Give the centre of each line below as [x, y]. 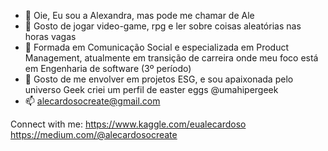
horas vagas [50, 36]
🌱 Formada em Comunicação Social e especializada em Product [157, 47]
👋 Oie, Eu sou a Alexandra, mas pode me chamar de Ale [139, 15]
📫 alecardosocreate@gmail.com [92, 101]
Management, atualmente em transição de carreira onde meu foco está [171, 58]
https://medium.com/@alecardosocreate [94, 134]
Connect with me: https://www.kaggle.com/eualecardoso [128, 124]
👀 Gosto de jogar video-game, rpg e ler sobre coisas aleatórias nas [163, 26]
